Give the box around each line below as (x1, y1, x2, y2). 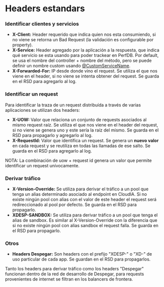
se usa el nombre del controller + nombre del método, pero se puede (12, 57, 152, 64)
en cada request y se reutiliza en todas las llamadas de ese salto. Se (12, 143, 151, 149)
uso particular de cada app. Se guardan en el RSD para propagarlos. (12, 256, 151, 262)
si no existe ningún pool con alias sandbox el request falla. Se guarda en (12, 223, 159, 229)
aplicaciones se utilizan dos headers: (5, 107, 80, 113)
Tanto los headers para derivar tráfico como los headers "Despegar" (5, 266, 144, 272)
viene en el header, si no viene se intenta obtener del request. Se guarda (12, 73, 160, 79)
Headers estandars (5, 3, 85, 14)
